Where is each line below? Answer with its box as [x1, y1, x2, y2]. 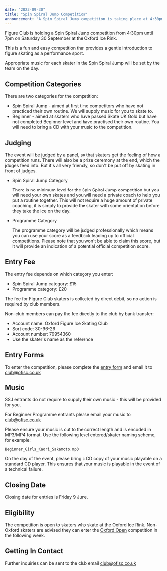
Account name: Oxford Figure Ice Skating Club [12, 320, 108, 326]
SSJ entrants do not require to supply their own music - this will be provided [5, 397, 161, 403]
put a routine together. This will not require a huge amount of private [12, 197, 153, 203]
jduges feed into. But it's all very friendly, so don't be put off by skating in [5, 163, 156, 168]
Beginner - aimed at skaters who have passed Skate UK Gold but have [12, 113, 157, 120]
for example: [5, 437, 31, 443]
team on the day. [5, 65, 40, 71]
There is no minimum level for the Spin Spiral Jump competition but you [12, 187, 159, 192]
